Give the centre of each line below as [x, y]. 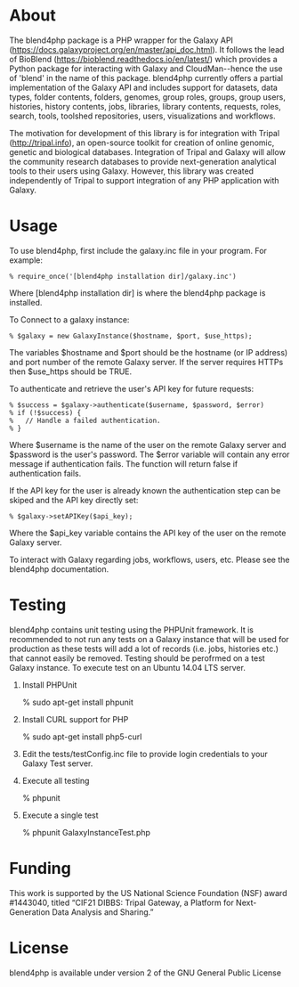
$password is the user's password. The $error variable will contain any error [149, 454]
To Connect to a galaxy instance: [69, 319]
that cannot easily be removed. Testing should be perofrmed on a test [137, 658]
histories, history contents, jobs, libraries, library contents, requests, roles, [145, 106]
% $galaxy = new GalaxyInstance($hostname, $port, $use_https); [131, 336]
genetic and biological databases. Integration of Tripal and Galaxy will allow [148, 151]
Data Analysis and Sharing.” [103, 912]
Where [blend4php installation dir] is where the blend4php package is [137, 293]
